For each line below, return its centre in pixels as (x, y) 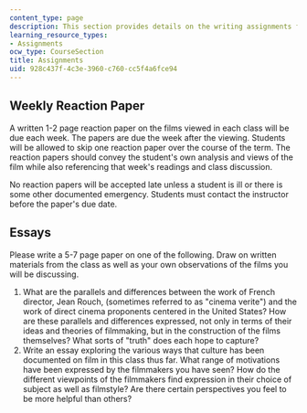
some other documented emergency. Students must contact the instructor (149, 194)
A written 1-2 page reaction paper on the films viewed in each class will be (149, 128)
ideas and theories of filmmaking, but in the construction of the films (152, 331)
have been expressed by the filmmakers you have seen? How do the (151, 369)
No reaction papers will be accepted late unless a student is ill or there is (146, 185)
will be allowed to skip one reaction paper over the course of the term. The (150, 147)
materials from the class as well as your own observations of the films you (149, 264)
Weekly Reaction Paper (77, 106)
